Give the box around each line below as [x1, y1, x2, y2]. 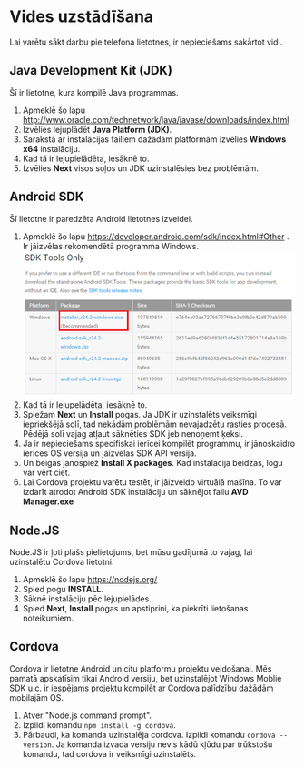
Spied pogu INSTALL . [22, 584, 104, 595]
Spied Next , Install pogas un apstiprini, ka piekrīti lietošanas [22, 603, 249, 614]
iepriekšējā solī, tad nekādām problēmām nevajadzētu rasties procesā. [22, 419, 288, 429]
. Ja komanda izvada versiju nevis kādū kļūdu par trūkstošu [51, 739, 273, 750]
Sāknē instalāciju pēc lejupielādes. [22, 593, 152, 604]
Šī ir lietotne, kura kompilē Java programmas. [9, 86, 179, 97]
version [22, 740, 52, 750]
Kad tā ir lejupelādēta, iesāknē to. [22, 399, 148, 410]
